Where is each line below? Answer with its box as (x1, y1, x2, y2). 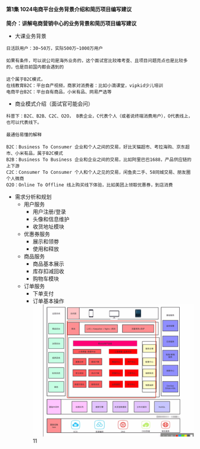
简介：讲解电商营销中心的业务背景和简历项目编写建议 (6, 20, 137, 27)
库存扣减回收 (32, 268, 64, 275)
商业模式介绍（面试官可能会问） (14, 100, 93, 107)
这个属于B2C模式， (6, 76, 46, 83)
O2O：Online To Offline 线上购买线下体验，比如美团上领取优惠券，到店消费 (6, 182, 173, 188)
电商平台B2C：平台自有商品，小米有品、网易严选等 (6, 89, 112, 95)
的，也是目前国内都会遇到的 (6, 64, 64, 70)
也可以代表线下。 (6, 120, 42, 126)
